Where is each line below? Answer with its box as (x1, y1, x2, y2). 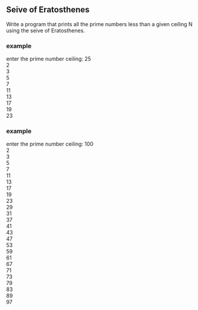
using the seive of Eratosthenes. (6, 27, 85, 34)
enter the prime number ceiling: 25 (6, 55, 91, 62)
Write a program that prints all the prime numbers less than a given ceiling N (6, 20, 193, 27)
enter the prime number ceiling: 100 (6, 140, 94, 148)
